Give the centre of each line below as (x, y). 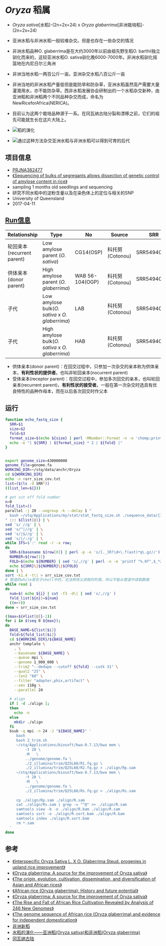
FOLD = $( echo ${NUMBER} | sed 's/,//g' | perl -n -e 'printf (73, 561)
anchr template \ (27, 644)
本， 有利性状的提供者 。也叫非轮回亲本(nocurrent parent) (70, 372)
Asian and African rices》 (37, 885)
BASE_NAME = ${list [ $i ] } (33, 630)
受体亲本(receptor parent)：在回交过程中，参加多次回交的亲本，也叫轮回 (86, 379)
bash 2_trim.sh (32, 740)
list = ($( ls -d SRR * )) (27, 483)
